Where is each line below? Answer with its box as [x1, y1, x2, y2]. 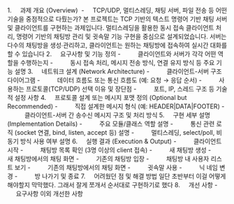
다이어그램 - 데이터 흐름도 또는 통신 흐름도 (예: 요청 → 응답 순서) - [7, 76, 203, 84]
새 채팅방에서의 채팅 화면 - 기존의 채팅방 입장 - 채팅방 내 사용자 [7, 154, 210, 163]
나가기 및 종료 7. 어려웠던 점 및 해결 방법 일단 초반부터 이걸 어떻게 [41, 172, 226, 180]
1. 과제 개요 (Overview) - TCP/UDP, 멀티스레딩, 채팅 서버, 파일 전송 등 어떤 [7, 6, 228, 14]
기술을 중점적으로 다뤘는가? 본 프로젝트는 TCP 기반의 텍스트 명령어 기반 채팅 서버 [7, 15, 228, 23]
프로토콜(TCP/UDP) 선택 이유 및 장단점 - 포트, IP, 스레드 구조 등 [25, 85, 215, 93]
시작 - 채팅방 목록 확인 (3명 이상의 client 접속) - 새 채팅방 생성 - [7, 146, 212, 154]
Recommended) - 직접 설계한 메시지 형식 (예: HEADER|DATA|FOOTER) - [7, 102, 225, 110]
